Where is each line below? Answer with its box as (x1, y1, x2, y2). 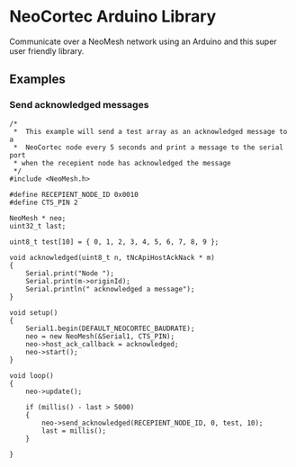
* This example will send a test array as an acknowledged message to (13, 127, 288, 136)
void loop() (9, 371, 54, 380)
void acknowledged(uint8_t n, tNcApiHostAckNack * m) (9, 253, 216, 262)
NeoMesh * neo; (9, 213, 67, 222)
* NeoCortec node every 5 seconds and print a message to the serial (13, 142, 283, 152)
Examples (9, 72, 66, 87)
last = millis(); (41, 426, 106, 436)
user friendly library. (9, 45, 85, 56)
